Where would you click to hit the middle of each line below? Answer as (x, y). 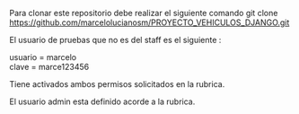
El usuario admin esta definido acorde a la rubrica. (102, 101)
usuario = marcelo (43, 57)
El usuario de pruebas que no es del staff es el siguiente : (115, 40)
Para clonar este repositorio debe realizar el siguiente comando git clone (144, 13)
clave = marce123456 (49, 67)
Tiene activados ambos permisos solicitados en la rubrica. (117, 84)
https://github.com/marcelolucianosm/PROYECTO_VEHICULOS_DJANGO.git (149, 22)
